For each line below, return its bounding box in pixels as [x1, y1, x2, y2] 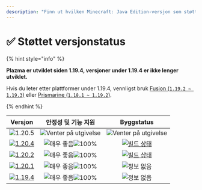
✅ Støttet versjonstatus [6, 34, 126, 48]
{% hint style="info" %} [6, 55, 65, 62]
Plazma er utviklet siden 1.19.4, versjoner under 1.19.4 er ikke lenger [6, 67, 179, 74]
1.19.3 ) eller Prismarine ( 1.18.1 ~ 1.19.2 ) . [6, 91, 112, 98]
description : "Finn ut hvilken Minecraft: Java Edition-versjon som [6, 8, 182, 15]
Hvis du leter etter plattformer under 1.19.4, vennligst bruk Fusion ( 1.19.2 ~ [6, 85, 191, 92]
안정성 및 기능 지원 [46, 118, 95, 126]
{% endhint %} [6, 103, 43, 110]
